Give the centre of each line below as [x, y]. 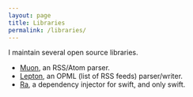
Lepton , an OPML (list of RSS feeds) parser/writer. [101, 76]
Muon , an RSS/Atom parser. [65, 68]
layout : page [30, 15]
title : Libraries [37, 23]
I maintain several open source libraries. [73, 53]
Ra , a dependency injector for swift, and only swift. [102, 84]
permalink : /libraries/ [47, 30]
